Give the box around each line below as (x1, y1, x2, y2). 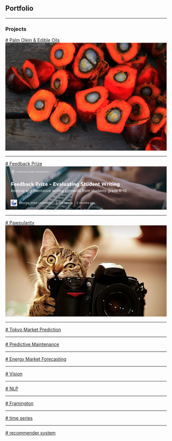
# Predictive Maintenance (5, 341, 59, 347)
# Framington (5, 400, 34, 406)
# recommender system (5, 430, 56, 436)
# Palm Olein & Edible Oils (5, 37, 60, 43)
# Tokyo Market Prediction (5, 326, 61, 333)
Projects (5, 25, 27, 32)
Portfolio (5, 4, 34, 13)
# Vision (5, 371, 23, 377)
